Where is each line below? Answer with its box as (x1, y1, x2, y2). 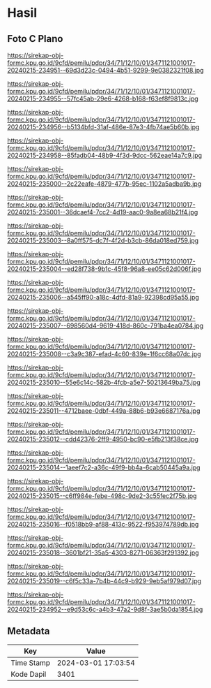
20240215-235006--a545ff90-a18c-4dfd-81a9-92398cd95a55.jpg (7, 293, 200, 301)
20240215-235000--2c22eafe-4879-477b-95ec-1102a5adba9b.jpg (7, 180, 202, 188)
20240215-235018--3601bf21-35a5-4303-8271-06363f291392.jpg (7, 548, 200, 557)
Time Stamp (10, 658, 51, 668)
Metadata (7, 625, 50, 637)
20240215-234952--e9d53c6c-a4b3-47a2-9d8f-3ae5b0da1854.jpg (7, 606, 203, 613)
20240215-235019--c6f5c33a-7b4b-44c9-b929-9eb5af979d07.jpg (7, 577, 202, 585)
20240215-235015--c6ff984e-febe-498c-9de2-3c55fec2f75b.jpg (7, 492, 197, 500)
